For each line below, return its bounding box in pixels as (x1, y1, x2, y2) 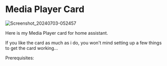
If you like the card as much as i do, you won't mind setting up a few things (5, 39, 162, 46)
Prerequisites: (5, 54, 35, 61)
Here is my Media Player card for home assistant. (5, 30, 108, 36)
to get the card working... (5, 45, 58, 51)
